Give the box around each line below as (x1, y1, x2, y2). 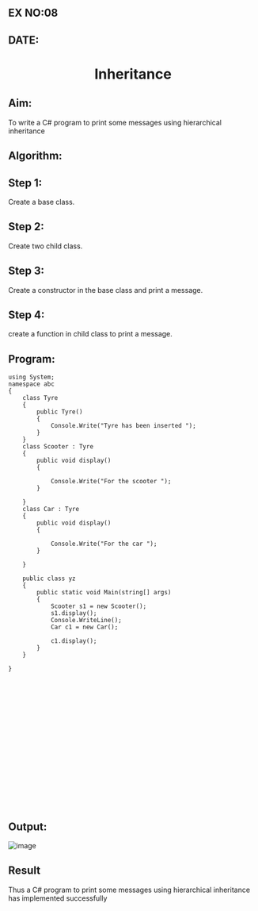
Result (8, 864, 41, 878)
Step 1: (8, 176, 43, 190)
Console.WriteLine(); (50, 617, 123, 625)
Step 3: (8, 264, 45, 278)
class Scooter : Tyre (22, 443, 93, 451)
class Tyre (22, 394, 59, 402)
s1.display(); (50, 609, 97, 617)
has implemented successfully (8, 893, 108, 903)
